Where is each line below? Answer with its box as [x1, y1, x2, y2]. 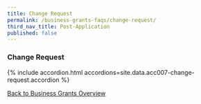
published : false [7, 29, 58, 37]
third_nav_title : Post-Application [7, 23, 110, 30]
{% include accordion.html [7, 68, 83, 76]
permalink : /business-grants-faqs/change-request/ [7, 17, 157, 24]
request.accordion [7, 76, 60, 84]
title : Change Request [7, 10, 73, 17]
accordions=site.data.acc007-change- [84, 68, 195, 76]
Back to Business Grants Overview [7, 89, 106, 97]
